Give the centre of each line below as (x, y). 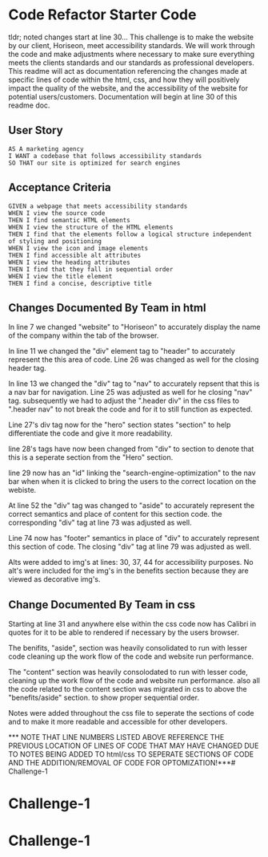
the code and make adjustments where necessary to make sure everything (131, 54)
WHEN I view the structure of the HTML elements (91, 227)
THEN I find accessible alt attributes (75, 255)
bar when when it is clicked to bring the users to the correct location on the (132, 481)
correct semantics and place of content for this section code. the (115, 514)
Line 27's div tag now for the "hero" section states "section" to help (120, 425)
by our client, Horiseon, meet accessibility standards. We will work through (132, 45)
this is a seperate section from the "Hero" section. (91, 457)
